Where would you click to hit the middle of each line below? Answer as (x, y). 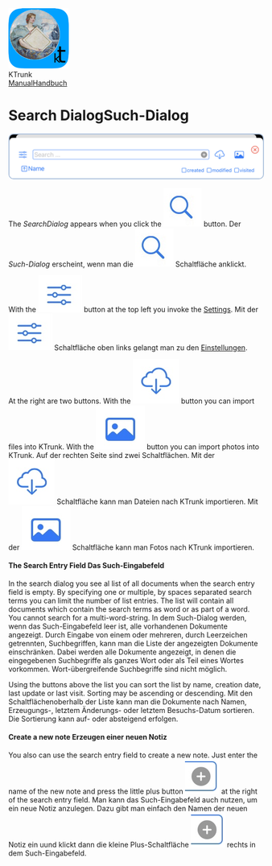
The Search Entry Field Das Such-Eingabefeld (87, 566)
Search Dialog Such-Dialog (99, 115)
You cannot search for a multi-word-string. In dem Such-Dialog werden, (128, 617)
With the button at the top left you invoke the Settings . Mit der (134, 309)
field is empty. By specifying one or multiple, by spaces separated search (130, 592)
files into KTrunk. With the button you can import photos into (134, 447)
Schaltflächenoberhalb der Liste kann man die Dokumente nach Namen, (128, 701)
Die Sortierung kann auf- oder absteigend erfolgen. (93, 719)
